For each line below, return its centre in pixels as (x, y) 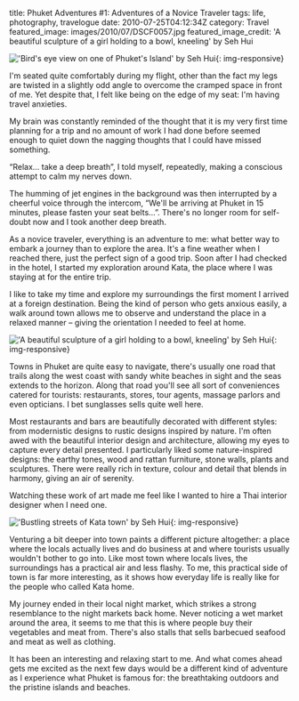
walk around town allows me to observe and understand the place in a (138, 313)
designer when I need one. (58, 505)
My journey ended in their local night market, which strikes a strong (133, 604)
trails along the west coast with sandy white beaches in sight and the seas (145, 376)
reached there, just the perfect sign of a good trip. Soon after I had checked (148, 258)
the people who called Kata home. (72, 587)
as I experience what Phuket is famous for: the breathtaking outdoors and (144, 678)
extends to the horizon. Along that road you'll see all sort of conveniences (145, 385)
